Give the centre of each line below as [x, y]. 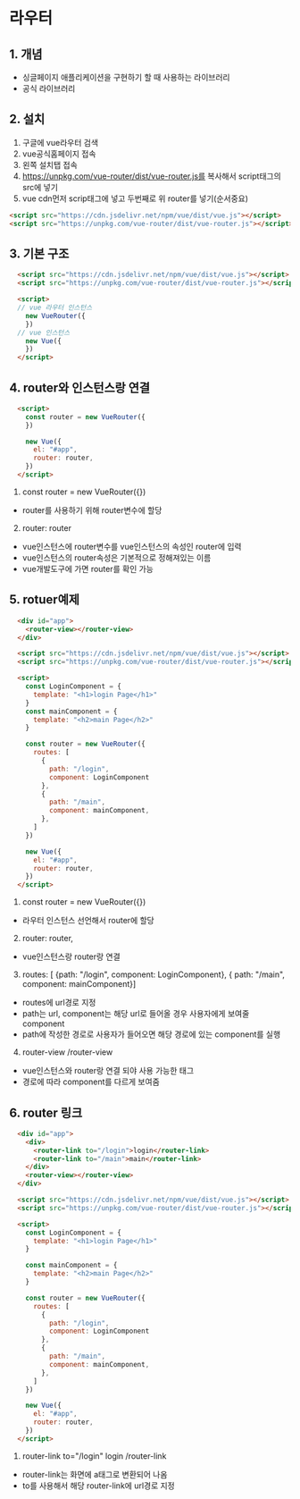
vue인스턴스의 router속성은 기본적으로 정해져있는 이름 [117, 557]
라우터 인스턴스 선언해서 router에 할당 [88, 921]
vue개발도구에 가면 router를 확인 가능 [88, 568]
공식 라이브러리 [49, 88]
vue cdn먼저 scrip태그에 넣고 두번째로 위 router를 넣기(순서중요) [135, 198]
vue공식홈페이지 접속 [59, 154]
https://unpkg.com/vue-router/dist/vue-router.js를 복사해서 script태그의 [151, 176]
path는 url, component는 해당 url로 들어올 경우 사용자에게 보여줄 [136, 1014]
